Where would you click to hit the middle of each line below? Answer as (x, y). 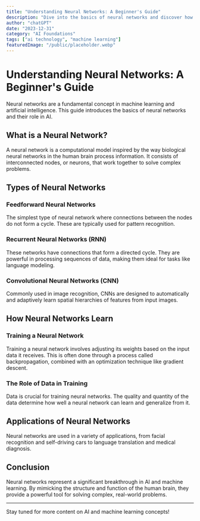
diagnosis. (19, 448)
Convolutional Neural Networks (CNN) (62, 280)
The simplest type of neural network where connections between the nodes (99, 217)
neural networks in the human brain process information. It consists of (92, 156)
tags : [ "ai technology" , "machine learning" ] (63, 39)
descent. (17, 367)
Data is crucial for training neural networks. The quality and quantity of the (98, 396)
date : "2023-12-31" (30, 28)
